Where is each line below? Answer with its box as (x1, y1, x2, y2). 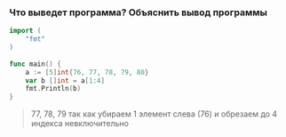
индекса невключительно (30, 118, 129, 129)
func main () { (9, 60, 62, 68)
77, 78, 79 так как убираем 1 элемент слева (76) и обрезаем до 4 (30, 109, 278, 119)
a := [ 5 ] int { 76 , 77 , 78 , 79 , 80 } (25, 68, 149, 77)
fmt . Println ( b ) (25, 85, 82, 93)
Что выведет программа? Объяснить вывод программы (9, 6, 268, 19)
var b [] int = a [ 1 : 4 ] (25, 76, 105, 85)
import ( (9, 27, 42, 36)
